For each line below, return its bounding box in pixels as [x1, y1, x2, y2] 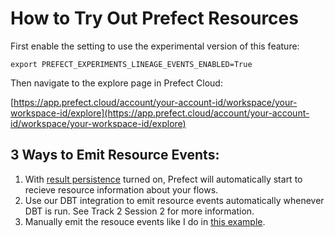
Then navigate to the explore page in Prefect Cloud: [10, 77, 223, 89]
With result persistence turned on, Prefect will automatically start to [24, 173, 303, 185]
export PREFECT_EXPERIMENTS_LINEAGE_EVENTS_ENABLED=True [10, 59, 253, 69]
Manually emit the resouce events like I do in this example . [24, 215, 266, 227]
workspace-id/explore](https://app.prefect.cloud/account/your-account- [10, 107, 310, 119]
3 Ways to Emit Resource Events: [10, 147, 220, 164]
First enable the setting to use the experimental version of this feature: [10, 40, 300, 52]
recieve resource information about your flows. [24, 183, 219, 196]
